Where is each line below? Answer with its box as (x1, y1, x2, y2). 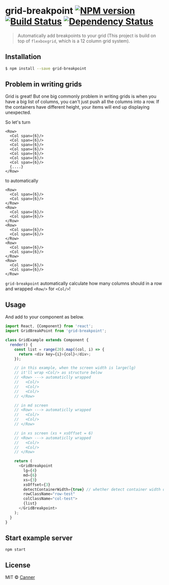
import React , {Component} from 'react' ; (5, 324, 94, 329)
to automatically (5, 177, 39, 184)
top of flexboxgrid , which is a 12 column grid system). (17, 38, 130, 44)
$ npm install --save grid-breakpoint (5, 66, 87, 71)
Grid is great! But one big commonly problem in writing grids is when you (5, 94, 157, 100)
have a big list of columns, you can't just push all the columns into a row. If (5, 99, 159, 105)
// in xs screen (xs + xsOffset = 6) (14, 430, 94, 436)
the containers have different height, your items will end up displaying (5, 104, 150, 110)
